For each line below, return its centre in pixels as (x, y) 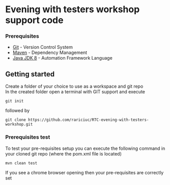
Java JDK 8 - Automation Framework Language (63, 58)
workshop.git (19, 124)
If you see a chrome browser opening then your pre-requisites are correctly (84, 172)
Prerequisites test (28, 137)
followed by (18, 111)
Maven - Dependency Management (50, 52)
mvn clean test (21, 163)
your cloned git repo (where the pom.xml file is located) (64, 153)
